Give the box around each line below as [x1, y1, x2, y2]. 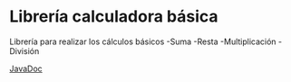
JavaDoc [9, 63, 43, 74]
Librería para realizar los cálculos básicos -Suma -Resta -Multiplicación [9, 36, 276, 47]
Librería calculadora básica [9, 6, 218, 27]
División [9, 45, 40, 56]
